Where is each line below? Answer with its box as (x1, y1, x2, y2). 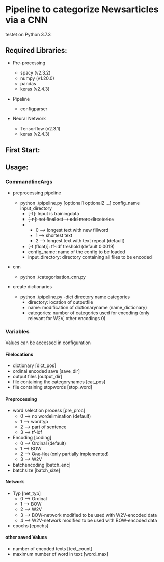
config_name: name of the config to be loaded (28, 249, 125, 255)
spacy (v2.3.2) (20, 69, 51, 76)
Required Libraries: (5, 46, 67, 55)
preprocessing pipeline (12, 190, 61, 196)
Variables (5, 328, 30, 335)
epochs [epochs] (12, 522, 49, 529)
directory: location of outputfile (28, 299, 93, 305)
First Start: (5, 145, 40, 154)
